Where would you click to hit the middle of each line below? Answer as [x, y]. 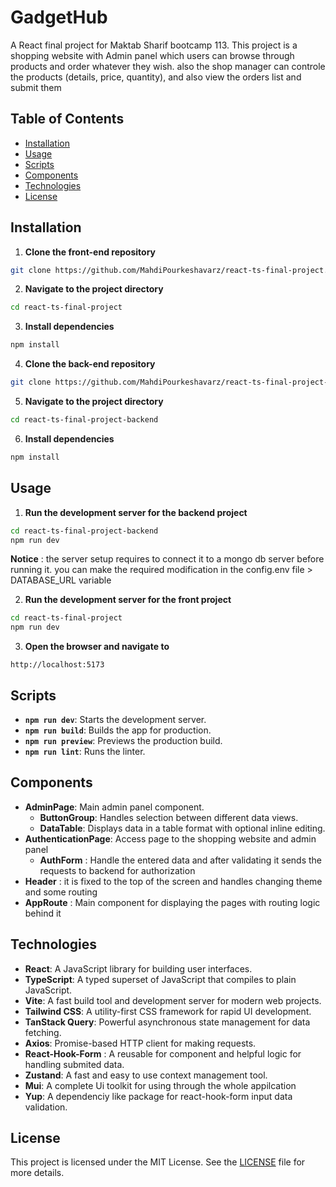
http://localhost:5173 [57, 665]
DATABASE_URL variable [61, 580]
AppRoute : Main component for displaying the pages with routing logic [172, 902]
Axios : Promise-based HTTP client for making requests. [140, 1043]
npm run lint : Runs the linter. [85, 751]
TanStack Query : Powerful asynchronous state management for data [167, 1022]
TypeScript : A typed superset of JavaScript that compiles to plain [160, 979]
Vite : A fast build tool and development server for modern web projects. [173, 1000]
